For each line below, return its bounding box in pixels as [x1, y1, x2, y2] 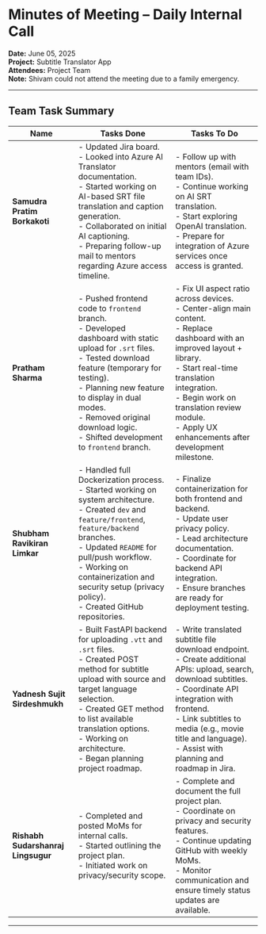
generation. [78, 210, 121, 221]
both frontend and [175, 493, 243, 504]
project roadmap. [78, 763, 142, 774]
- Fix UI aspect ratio [175, 283, 250, 294]
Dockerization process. [78, 474, 165, 485]
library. [175, 352, 202, 363]
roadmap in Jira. [175, 763, 236, 774]
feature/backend [78, 523, 140, 533]
